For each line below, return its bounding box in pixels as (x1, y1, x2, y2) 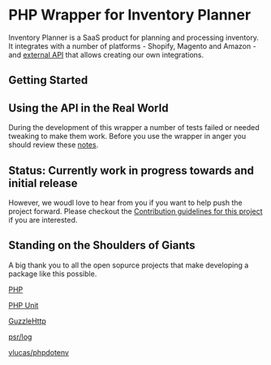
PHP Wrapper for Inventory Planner (8, 6, 252, 24)
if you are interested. (8, 215, 78, 224)
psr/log (8, 332, 32, 341)
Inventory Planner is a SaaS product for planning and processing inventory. (8, 33, 260, 42)
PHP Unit (8, 300, 39, 310)
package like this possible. (8, 268, 97, 278)
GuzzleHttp (8, 315, 47, 326)
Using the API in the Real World (8, 101, 169, 115)
